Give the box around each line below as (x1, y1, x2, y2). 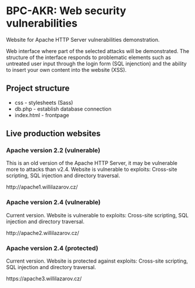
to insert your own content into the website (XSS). (6, 66, 127, 73)
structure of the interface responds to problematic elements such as (6, 54, 172, 61)
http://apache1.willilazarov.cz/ (6, 184, 78, 191)
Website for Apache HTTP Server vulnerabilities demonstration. (6, 36, 160, 43)
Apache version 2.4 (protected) (6, 244, 99, 252)
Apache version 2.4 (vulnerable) (6, 198, 101, 207)
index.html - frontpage (14, 111, 69, 118)
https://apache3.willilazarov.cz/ (6, 275, 82, 282)
